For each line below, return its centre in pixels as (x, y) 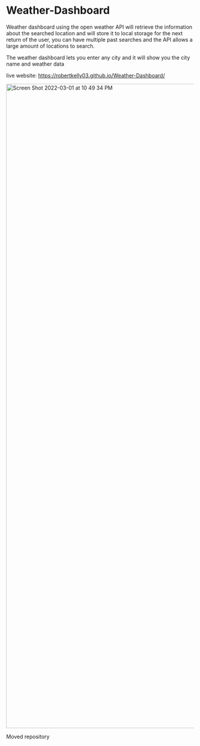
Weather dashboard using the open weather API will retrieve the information (99, 27)
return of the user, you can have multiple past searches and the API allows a (99, 39)
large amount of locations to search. (51, 46)
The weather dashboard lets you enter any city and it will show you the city (98, 57)
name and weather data (35, 64)
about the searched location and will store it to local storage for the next (94, 33)
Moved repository (28, 736)
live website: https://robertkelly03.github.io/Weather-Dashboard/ (86, 75)
